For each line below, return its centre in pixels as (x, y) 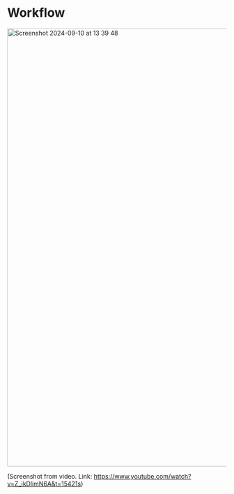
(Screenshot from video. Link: (50, 476)
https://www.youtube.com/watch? (142, 476)
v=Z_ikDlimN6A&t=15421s (44, 484)
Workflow (36, 13)
